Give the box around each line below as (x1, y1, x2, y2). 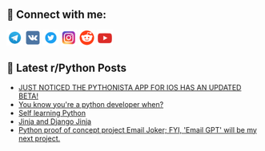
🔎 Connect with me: (6, 8, 106, 22)
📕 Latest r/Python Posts (6, 62, 127, 75)
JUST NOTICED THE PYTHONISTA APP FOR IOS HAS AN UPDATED (18, 82, 242, 92)
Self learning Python (18, 108, 86, 117)
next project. (18, 133, 61, 143)
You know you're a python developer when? (18, 99, 164, 109)
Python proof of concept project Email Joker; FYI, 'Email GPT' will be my (18, 125, 257, 134)
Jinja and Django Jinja (18, 117, 92, 126)
